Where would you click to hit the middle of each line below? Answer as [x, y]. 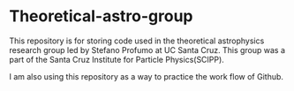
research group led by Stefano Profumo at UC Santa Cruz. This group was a [147, 49]
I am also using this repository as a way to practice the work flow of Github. [147, 76]
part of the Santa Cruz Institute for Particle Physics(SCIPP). [117, 59]
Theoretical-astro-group [101, 16]
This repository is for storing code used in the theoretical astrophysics [137, 41]
